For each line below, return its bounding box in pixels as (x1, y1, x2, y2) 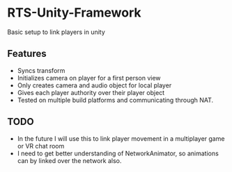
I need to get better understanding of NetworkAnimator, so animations (17, 149, 219, 157)
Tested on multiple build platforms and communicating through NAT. (17, 96, 214, 104)
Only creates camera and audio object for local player (17, 81, 172, 89)
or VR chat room (17, 141, 65, 150)
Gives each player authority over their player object (17, 88, 165, 96)
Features (7, 48, 47, 60)
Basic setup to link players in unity (7, 28, 106, 36)
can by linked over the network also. (17, 156, 122, 164)
